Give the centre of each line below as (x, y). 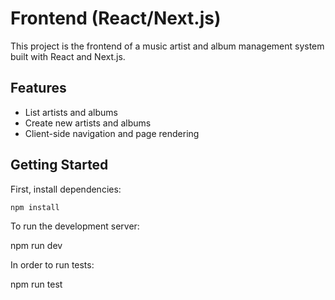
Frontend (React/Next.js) (116, 18)
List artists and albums (71, 112)
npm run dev (36, 246)
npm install (35, 207)
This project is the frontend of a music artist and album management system (167, 46)
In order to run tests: (52, 265)
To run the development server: (75, 226)
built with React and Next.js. (68, 56)
